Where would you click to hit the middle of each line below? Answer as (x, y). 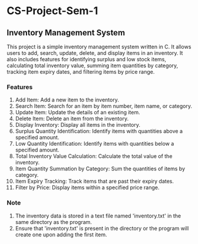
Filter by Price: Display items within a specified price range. (87, 187)
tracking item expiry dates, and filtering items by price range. (81, 72)
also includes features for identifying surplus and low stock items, (87, 59)
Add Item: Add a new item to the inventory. (67, 100)
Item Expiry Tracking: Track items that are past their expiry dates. (95, 182)
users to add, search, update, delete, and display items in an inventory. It (95, 53)
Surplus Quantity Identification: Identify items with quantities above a (99, 131)
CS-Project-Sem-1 (52, 11)
